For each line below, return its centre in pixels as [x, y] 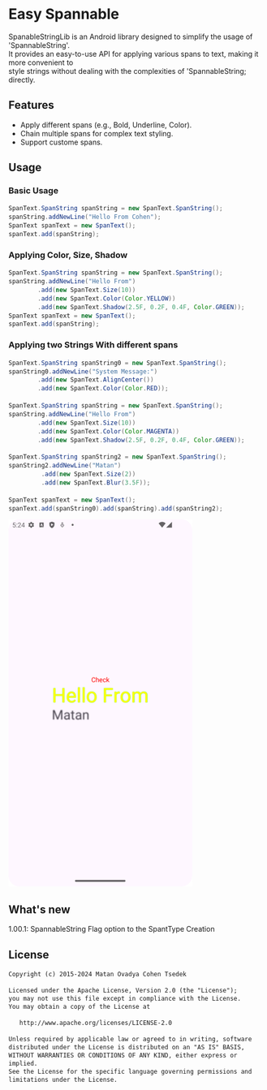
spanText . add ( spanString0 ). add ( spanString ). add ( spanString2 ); [116, 508]
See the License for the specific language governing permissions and [130, 1072]
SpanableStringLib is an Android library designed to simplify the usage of [131, 37]
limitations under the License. [63, 1080]
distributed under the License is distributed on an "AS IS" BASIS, [127, 1048]
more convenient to [41, 62]
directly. [22, 80]
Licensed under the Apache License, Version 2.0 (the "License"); [123, 991]
